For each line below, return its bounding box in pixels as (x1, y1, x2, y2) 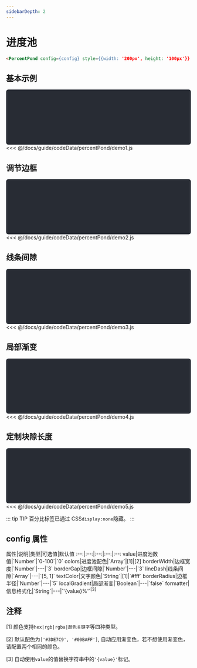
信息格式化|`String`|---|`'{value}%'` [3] (6, 586, 97, 594)
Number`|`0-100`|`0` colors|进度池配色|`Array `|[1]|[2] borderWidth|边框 (14, 558, 186, 565)
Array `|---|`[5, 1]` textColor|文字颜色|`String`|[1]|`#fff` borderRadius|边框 (14, 573, 188, 580)
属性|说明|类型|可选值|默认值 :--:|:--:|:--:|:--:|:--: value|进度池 (6, 550, 153, 557)
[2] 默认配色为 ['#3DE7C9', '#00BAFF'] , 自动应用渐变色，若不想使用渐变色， (6, 636, 189, 643)
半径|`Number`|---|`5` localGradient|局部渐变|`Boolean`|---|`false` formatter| (6, 580, 190, 587)
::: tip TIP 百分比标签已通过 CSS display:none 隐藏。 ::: (6, 515, 135, 522)
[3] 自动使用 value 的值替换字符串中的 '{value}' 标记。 (6, 655, 134, 662)
